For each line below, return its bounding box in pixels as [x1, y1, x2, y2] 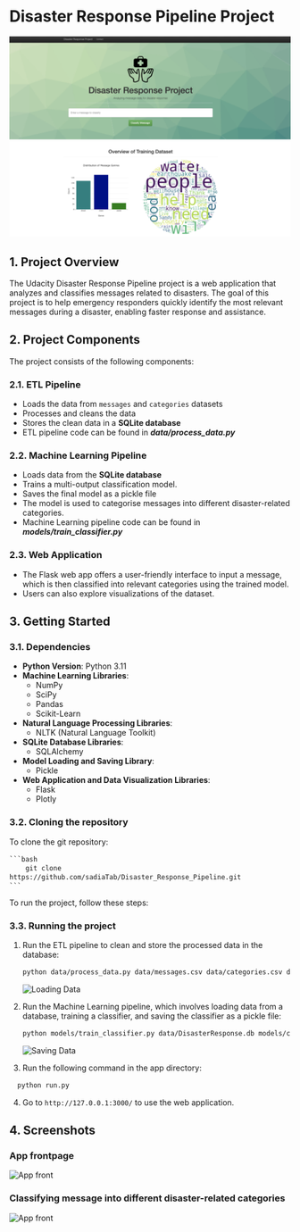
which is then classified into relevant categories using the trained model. [21, 579, 289, 589]
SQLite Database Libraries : [21, 737, 124, 747]
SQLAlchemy [35, 746, 84, 757]
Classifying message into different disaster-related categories [9, 1192, 286, 1204]
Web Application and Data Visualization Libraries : [21, 775, 211, 786]
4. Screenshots [9, 1123, 96, 1138]
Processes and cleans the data [21, 408, 137, 419]
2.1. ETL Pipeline [9, 378, 82, 390]
